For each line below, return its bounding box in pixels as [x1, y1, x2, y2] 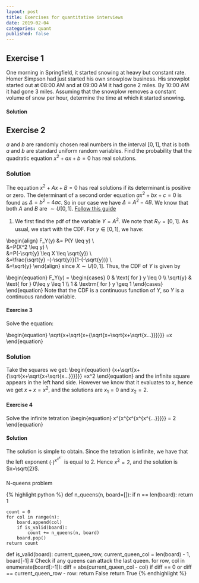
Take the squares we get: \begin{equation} [6, 366, 111, 374]
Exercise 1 [6, 53, 45, 63]
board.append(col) [17, 520, 62, 526]
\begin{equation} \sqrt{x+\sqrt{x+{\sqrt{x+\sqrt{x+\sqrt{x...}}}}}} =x [6, 331, 172, 338]
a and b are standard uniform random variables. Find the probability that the [6, 147, 192, 155]
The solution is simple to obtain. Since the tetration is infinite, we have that [6, 448, 188, 455]
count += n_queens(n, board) [27, 530, 100, 536]
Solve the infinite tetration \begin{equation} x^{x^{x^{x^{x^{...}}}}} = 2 [6, 414, 176, 421]
